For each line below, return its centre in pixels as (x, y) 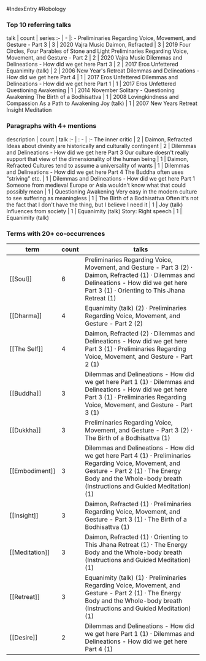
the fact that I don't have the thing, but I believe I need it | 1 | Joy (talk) (95, 205)
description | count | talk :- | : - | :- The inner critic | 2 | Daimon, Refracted (99, 139)
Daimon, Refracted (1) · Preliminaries (138, 504)
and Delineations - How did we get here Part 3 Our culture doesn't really (97, 152)
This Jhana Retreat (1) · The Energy (136, 544)
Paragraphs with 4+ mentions (51, 126)
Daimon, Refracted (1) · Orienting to (136, 537)
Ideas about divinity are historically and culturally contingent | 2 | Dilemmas (101, 146)
